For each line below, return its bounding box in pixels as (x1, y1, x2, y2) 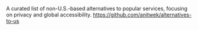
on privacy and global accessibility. (6, 11, 92, 18)
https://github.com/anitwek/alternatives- (93, 11, 192, 18)
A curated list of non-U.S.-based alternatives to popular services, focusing (6, 5, 188, 12)
